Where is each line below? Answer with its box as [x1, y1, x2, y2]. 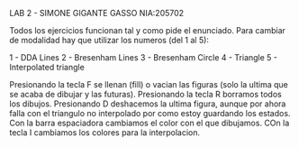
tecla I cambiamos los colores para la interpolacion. [9, 127, 201, 138]
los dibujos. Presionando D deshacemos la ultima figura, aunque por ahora [9, 98, 286, 109]
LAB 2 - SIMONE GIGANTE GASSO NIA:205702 [9, 8, 185, 18]
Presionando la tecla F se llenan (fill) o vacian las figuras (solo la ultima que [9, 79, 288, 89]
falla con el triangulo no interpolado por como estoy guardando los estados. [9, 108, 291, 118]
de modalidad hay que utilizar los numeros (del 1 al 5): [9, 35, 210, 45]
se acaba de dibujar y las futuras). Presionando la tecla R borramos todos [9, 89, 282, 99]
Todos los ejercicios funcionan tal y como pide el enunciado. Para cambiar [9, 25, 286, 35]
